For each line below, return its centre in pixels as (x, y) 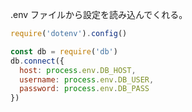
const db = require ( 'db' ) (64, 51)
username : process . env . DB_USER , (87, 79)
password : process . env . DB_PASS (84, 89)
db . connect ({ (37, 61)
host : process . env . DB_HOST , (78, 70)
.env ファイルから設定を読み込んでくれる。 (99, 14)
